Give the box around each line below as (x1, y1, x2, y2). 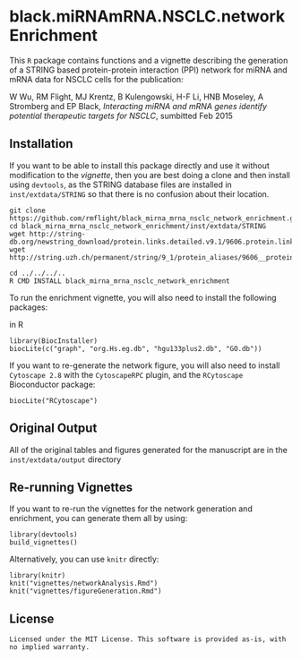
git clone (9, 206, 47, 215)
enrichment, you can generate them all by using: (9, 513, 188, 524)
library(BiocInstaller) (9, 336, 99, 346)
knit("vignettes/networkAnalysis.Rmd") (9, 579, 159, 588)
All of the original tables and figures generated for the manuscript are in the (9, 444, 288, 455)
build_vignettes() (9, 538, 78, 547)
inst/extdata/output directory (9, 454, 122, 465)
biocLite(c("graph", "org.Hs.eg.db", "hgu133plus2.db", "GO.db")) (9, 344, 262, 353)
